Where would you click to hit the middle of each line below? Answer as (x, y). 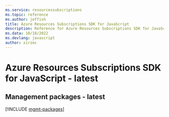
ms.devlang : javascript (30, 38)
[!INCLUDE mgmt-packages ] (35, 109)
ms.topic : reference (27, 15)
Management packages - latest (55, 97)
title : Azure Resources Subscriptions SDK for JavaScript (67, 24)
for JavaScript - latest (52, 78)
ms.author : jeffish (26, 19)
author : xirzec (21, 43)
